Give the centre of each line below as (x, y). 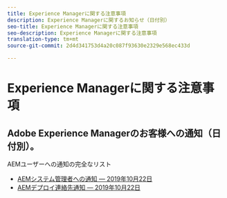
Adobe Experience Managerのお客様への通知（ (110, 133)
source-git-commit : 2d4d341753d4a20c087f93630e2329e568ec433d (99, 46)
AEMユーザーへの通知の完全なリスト (60, 164)
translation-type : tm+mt (43, 39)
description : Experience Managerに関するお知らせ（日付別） (89, 20)
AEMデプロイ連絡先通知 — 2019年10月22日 (79, 187)
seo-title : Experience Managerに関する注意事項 (73, 26)
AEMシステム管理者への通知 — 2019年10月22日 (85, 179)
